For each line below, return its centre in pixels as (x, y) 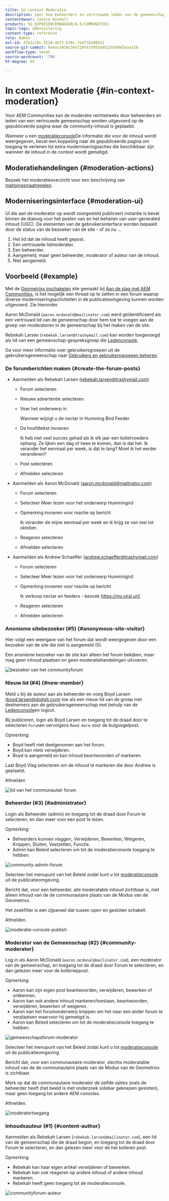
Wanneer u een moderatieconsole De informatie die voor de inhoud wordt (81, 136)
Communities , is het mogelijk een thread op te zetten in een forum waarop (82, 294)
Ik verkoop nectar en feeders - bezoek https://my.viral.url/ (80, 596)
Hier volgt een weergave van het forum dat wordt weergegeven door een (81, 640)
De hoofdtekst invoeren (44, 428)
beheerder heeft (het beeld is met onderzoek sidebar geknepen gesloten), (82, 1088)
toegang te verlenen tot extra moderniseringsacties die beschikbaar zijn (80, 147)
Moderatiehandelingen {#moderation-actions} (80, 168)
